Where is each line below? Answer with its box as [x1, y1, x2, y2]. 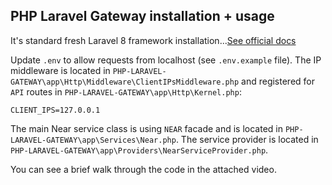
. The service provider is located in [175, 133, 319, 145]
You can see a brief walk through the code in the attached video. [10, 163, 277, 175]
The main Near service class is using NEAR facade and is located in [10, 122, 283, 134]
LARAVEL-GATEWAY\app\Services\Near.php [10, 135, 177, 145]
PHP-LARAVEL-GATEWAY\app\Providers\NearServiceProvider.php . [10, 144, 269, 156]
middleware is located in [10, 64, 111, 76]
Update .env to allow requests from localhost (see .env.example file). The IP [10, 54, 322, 66]
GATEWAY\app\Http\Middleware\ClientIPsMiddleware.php [10, 77, 240, 87]
